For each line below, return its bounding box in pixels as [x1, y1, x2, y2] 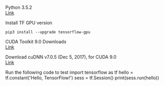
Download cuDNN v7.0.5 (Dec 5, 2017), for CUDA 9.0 [5, 54, 117, 60]
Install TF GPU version [5, 20, 53, 26]
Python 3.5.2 [5, 5, 32, 10]
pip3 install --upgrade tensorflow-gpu [5, 30, 91, 35]
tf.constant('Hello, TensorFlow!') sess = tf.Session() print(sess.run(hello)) [5, 75, 159, 81]
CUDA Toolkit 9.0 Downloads [5, 38, 67, 45]
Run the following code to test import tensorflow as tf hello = [5, 69, 133, 75]
